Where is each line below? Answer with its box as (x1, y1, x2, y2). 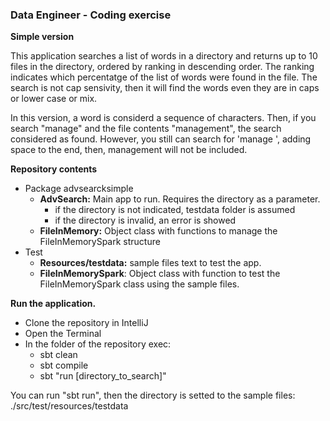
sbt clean (39, 349, 78, 361)
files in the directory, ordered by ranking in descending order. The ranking (10, 61, 315, 73)
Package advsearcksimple (24, 183, 134, 195)
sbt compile (39, 359, 89, 372)
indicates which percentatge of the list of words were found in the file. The (10, 71, 318, 83)
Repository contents (10, 163, 98, 175)
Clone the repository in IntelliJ (24, 317, 149, 329)
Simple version (10, 31, 75, 43)
